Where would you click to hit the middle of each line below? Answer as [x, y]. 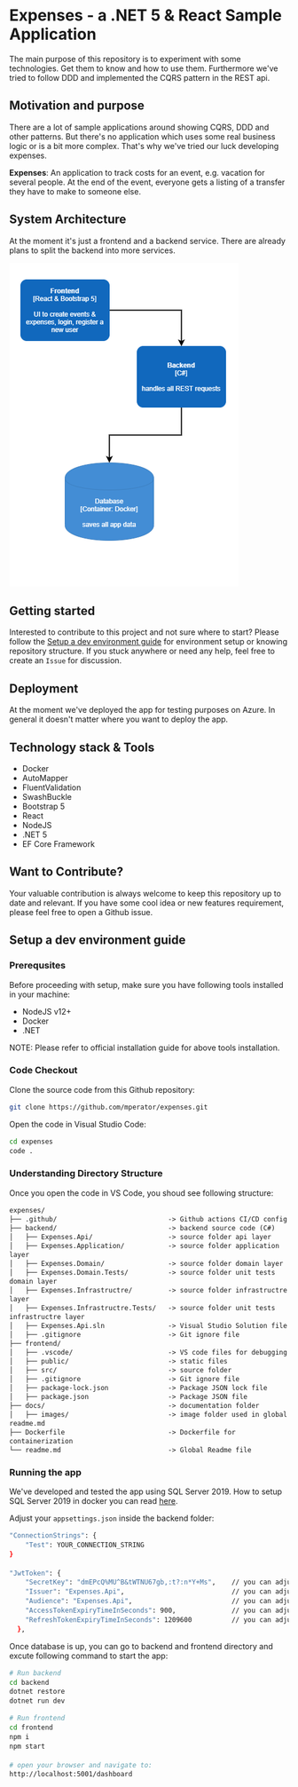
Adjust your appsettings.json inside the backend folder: [112, 1518]
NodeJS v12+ [47, 1011]
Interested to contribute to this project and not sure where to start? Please [144, 632]
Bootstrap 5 [43, 806]
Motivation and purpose [77, 106]
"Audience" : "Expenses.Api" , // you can [149, 1601]
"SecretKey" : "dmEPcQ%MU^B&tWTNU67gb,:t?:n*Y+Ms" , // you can [149, 1582]
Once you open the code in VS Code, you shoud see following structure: [141, 1193]
